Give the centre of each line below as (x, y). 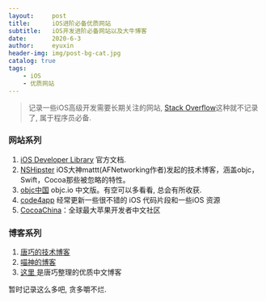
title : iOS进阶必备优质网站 (60, 23)
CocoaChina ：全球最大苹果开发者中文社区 (90, 210)
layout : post (38, 16)
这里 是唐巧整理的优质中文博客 (71, 272)
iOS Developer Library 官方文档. (73, 159)
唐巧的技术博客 (45, 252)
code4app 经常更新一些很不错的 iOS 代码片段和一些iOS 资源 (120, 199)
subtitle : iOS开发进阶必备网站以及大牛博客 (78, 31)
